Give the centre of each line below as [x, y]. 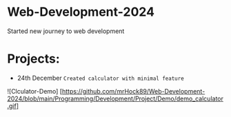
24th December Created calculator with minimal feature [100, 78]
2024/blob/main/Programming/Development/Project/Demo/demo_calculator [115, 98]
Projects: [33, 59]
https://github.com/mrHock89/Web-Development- [133, 91]
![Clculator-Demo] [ [35, 91]
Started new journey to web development [66, 31]
